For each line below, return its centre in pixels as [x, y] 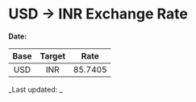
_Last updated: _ [35, 89]
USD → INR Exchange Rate [98, 14]
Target [53, 55]
